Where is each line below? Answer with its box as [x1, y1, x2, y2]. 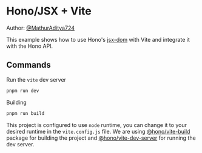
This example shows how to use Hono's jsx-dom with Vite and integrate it [6, 36, 190, 43]
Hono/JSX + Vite [6, 4, 92, 18]
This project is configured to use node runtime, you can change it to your [6, 121, 187, 128]
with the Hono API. [6, 42, 53, 50]
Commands [6, 60, 52, 70]
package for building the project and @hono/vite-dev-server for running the [6, 134, 196, 142]
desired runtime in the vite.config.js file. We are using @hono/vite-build [6, 128, 190, 135]
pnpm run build [6, 110, 45, 116]
